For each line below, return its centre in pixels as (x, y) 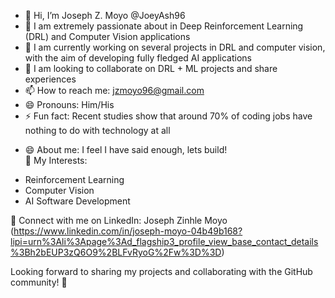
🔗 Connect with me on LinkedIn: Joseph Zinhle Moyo (119, 220)
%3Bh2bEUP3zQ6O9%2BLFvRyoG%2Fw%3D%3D (116, 252)
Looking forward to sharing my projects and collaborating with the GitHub (161, 271)
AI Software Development (77, 201)
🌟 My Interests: (56, 160)
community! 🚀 (39, 282)
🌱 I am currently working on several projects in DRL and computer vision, (175, 47)
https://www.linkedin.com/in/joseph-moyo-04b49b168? (128, 231)
